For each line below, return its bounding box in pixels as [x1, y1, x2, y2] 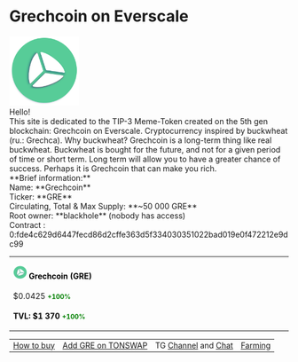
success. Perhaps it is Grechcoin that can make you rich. [9, 162, 217, 174]
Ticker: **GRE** [9, 191, 73, 201]
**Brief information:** [9, 172, 91, 183]
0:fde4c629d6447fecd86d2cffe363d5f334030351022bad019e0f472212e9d [9, 229, 288, 240]
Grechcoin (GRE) [28, 271, 92, 281]
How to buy [12, 340, 56, 350]
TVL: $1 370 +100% [12, 311, 86, 321]
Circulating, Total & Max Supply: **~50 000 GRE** [9, 201, 198, 211]
